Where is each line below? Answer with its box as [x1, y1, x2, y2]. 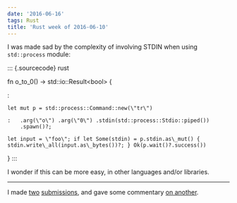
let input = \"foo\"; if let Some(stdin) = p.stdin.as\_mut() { [7, 135, 200, 143]
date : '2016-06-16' [7, 10, 65, 18]
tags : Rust [7, 17, 39, 24]
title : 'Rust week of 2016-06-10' [7, 23, 109, 30]
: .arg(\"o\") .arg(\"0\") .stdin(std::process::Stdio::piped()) [7, 117, 210, 124]
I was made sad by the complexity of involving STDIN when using [7, 43, 197, 51]
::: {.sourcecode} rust [7, 64, 69, 73]
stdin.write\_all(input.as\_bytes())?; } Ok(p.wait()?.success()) [7, 142, 207, 149]
